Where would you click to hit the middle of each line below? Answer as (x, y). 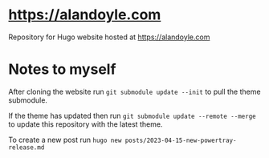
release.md (26, 147)
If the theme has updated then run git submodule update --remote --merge (132, 115)
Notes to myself (62, 69)
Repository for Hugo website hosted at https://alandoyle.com (109, 37)
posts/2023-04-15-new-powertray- (181, 140)
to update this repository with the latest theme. (86, 124)
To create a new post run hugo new (65, 140)
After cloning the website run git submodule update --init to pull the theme (134, 91)
